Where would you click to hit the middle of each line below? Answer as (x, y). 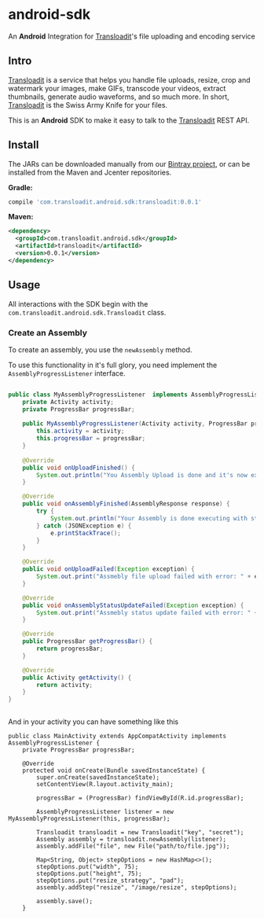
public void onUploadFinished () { (79, 468)
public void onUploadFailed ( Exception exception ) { (108, 569)
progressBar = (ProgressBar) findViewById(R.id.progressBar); (140, 798)
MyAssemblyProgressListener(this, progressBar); (89, 819)
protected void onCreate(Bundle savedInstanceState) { (114, 771)
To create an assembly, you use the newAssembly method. (100, 349)
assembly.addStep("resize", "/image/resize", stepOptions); (137, 888)
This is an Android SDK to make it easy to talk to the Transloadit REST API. (129, 120)
